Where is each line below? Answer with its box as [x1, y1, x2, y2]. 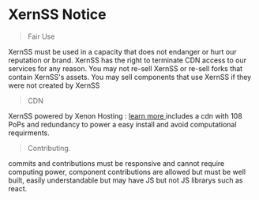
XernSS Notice [8, 6, 107, 24]
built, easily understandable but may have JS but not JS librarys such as [8, 175, 243, 185]
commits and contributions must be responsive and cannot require [8, 158, 225, 168]
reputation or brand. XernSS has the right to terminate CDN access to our [8, 55, 247, 65]
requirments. [8, 128, 50, 138]
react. [8, 183, 28, 193]
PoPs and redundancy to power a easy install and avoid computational [8, 119, 237, 129]
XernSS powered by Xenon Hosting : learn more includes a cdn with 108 [8, 111, 242, 120]
